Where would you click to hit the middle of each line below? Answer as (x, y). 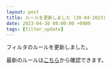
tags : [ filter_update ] (35, 29)
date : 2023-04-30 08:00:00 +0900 (49, 23)
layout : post (23, 12)
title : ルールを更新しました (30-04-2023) (56, 18)
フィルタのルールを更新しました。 (49, 47)
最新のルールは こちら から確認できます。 (57, 60)
